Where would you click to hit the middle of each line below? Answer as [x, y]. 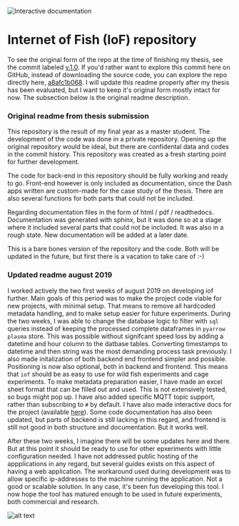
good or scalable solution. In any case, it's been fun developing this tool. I [116, 486]
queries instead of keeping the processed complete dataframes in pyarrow [117, 328]
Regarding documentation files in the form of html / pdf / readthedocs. [111, 212]
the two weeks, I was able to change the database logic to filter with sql [113, 320]
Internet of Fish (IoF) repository [102, 40]
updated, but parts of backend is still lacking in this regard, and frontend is [117, 419]
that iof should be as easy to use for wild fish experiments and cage [108, 374]
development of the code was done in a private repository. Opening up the [117, 139]
